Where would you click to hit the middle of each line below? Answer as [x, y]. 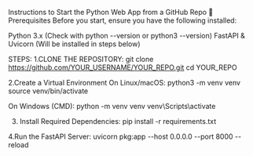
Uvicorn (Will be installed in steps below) [74, 44]
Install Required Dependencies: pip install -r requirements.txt [118, 121]
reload [18, 145]
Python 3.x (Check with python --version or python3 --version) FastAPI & [127, 36]
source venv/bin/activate [48, 91]
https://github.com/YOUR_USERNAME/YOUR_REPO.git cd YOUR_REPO [123, 67]
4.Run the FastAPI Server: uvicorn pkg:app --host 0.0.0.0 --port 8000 [121, 136]
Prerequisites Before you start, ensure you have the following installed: [123, 20]
